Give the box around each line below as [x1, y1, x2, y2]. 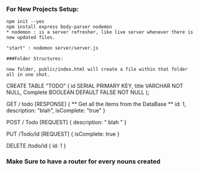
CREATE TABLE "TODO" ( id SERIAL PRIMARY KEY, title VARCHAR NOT [6, 82, 183, 90]
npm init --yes [6, 19, 45, 25]
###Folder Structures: [6, 56, 64, 62]
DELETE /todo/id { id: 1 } [6, 142, 67, 150]
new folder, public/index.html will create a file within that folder [6, 66, 188, 73]
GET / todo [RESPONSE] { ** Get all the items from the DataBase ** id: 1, [6, 101, 186, 108]
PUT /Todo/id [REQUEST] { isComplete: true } [6, 130, 120, 138]
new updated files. [6, 35, 56, 41]
